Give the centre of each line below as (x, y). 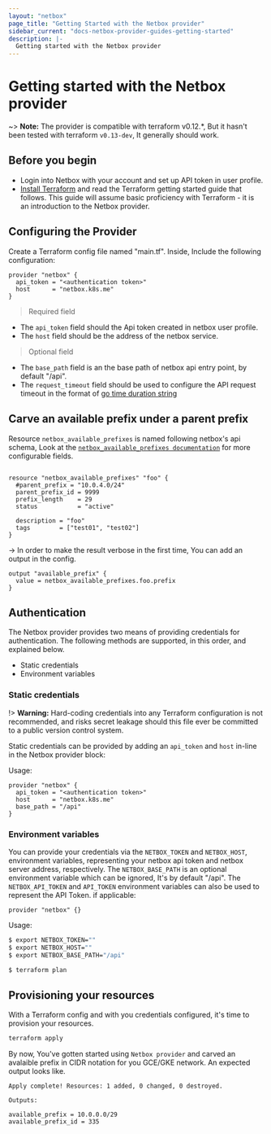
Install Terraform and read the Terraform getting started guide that (131, 189)
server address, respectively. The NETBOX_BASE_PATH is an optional (118, 869)
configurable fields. (41, 456)
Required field (52, 311)
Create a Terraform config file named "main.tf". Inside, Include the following (135, 251)
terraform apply (36, 1039)
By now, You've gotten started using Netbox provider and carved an (122, 1054)
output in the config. (43, 558)
